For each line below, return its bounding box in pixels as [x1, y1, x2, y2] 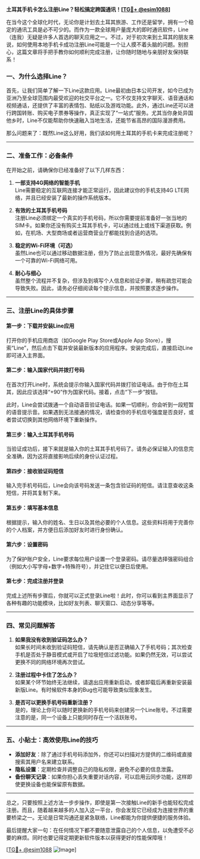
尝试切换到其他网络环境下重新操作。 [11, 415, 100, 423]
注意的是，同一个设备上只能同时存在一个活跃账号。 [14, 714, 140, 721]
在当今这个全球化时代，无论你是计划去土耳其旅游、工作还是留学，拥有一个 [6, 19, 189, 26]
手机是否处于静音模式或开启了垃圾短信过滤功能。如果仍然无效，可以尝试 [14, 651, 192, 658]
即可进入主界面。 [6, 351, 48, 359]
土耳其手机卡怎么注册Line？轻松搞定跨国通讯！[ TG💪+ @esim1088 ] [6, 6, 171, 13]
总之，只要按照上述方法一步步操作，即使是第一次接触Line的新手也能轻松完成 [6, 799, 194, 806]
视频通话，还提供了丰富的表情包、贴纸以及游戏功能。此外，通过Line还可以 [6, 102, 189, 109]
